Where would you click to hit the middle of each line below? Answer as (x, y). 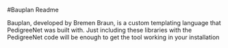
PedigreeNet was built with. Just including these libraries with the (100, 30)
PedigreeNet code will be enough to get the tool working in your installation (113, 37)
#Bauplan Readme (33, 10)
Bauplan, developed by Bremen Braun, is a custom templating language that (114, 23)
